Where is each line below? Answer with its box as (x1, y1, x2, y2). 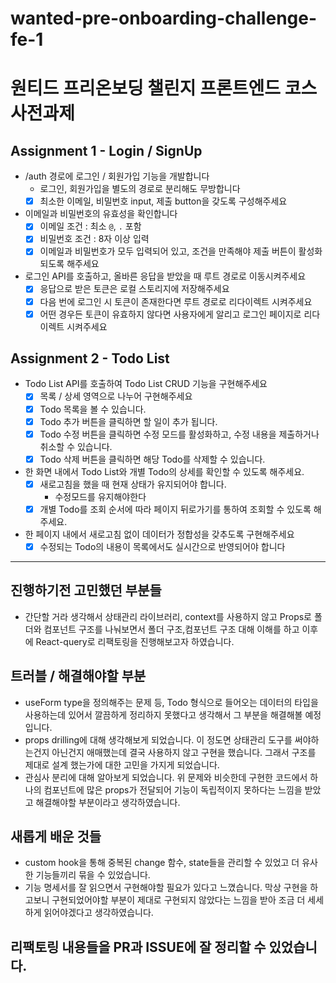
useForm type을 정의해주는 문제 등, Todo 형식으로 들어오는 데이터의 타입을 (24, 696, 319, 708)
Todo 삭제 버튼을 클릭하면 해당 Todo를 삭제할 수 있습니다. (39, 453, 266, 465)
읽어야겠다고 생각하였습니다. (43, 907, 154, 919)
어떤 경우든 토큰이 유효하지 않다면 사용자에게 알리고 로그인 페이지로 (39, 308, 302, 320)
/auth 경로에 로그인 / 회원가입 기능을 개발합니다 (24, 170, 210, 182)
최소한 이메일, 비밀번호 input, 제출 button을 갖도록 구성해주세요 (39, 195, 288, 207)
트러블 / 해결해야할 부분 (10, 668, 147, 685)
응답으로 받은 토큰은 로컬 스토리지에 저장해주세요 (39, 283, 230, 295)
